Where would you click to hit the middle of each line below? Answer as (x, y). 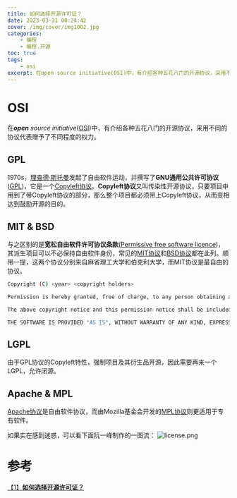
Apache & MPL (40, 393)
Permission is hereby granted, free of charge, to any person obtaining (116, 297)
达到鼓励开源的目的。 (38, 204)
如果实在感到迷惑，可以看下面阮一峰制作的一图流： (81, 435)
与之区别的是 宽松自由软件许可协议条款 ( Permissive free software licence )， (116, 245)
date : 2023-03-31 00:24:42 (47, 20)
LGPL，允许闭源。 (34, 371)
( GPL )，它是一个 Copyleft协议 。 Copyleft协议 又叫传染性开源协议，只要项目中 (118, 186)
